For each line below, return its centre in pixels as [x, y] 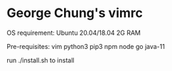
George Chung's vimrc [75, 13]
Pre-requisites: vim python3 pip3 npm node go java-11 [86, 46]
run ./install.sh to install [41, 60]
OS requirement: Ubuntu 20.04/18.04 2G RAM [74, 33]
